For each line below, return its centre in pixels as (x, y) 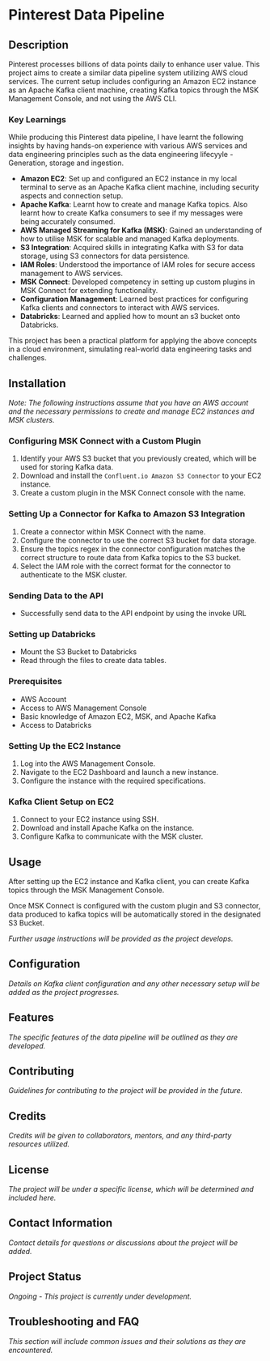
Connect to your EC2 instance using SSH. (89, 819)
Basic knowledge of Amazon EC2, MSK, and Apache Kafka (118, 716)
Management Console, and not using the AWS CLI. (93, 98)
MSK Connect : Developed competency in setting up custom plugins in (137, 282)
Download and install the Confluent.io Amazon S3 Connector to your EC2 (141, 476)
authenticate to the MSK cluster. (74, 574)
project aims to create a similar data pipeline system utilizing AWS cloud (128, 73)
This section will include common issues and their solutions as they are (127, 1341)
